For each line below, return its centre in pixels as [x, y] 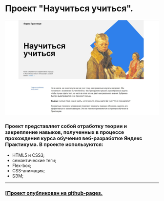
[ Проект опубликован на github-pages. [54, 193]
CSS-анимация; [29, 170]
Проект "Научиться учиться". [69, 9]
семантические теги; [34, 160]
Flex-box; [22, 165]
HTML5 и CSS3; [28, 155]
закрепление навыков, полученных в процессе [65, 132]
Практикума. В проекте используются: [54, 145]
